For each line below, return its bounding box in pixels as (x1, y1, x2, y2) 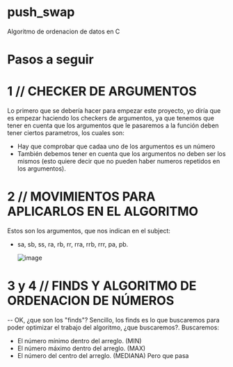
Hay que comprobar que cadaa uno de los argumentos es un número (17, 142, 216, 150)
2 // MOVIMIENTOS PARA (7, 189, 156, 205)
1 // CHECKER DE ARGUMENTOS (7, 84, 197, 100)
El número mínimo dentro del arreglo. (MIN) (17, 336, 142, 345)
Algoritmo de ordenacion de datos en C (7, 27, 120, 36)
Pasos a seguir (7, 52, 94, 68)
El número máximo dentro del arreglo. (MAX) (17, 344, 146, 352)
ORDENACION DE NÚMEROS (7, 293, 175, 309)
